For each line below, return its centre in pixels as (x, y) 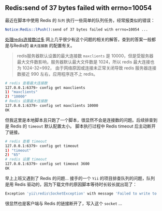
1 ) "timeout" (18, 150)
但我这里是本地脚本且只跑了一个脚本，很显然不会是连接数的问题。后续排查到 (81, 120)
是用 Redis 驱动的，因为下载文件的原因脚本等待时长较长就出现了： (71, 184)
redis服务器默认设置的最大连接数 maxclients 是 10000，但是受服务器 (85, 56)
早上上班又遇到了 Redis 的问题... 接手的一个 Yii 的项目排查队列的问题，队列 (80, 178)
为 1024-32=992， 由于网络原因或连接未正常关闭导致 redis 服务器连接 (87, 68)
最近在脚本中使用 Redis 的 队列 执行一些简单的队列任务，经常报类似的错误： (80, 20)
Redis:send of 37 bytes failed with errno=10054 (79, 8)
